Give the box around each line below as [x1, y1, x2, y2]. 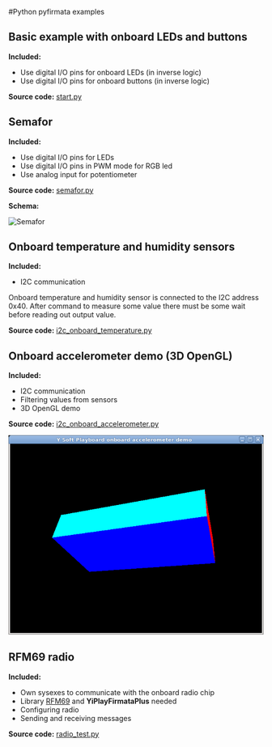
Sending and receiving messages [19, 713, 132, 723]
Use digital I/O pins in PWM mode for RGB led [19, 161, 172, 171]
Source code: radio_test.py [8, 728, 100, 739]
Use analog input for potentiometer [19, 169, 138, 179]
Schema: [8, 201, 40, 210]
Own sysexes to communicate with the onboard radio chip [19, 687, 215, 697]
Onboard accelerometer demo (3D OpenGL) [8, 349, 233, 363]
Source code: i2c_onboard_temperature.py [8, 325, 152, 335]
